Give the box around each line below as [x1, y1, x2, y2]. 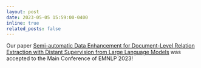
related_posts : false [6, 25, 61, 32]
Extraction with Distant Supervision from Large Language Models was [6, 49, 181, 56]
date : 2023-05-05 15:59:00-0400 [6, 14, 88, 20]
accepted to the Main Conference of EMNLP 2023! [6, 55, 134, 62]
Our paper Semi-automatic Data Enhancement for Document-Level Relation [6, 42, 196, 49]
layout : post [6, 8, 39, 15]
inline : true [6, 20, 39, 26]
